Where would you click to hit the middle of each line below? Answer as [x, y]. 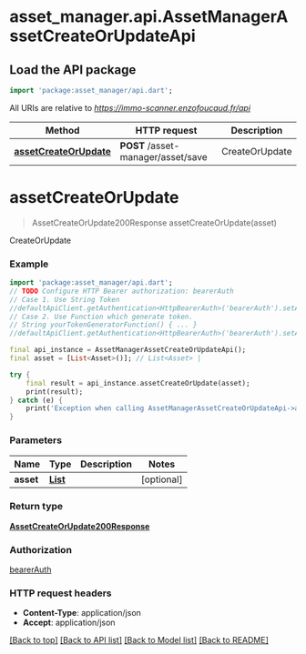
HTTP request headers [61, 593]
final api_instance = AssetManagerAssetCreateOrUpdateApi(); [128, 350]
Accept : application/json [69, 623]
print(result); [55, 392]
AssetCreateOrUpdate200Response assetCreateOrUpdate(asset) [154, 222]
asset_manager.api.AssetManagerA [149, 17]
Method [62, 130]
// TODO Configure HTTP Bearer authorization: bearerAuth [122, 291]
